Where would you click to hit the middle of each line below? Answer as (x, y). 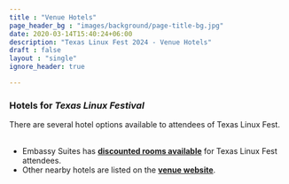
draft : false (35, 50)
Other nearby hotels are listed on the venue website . (119, 170)
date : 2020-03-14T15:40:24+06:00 (71, 34)
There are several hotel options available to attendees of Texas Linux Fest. (145, 125)
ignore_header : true (47, 67)
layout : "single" (43, 58)
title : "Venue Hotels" (53, 17)
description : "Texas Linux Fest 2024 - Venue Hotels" (111, 42)
